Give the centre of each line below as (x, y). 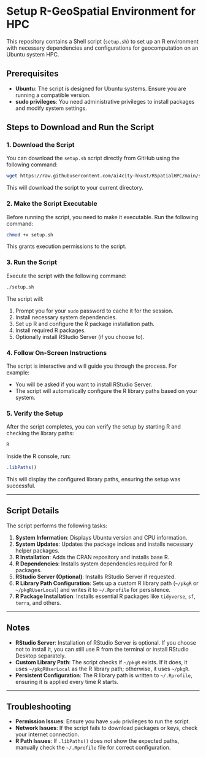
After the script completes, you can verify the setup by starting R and (93, 427)
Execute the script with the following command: (67, 276)
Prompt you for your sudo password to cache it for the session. (94, 311)
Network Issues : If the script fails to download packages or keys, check (106, 728)
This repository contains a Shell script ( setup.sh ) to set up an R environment (103, 41)
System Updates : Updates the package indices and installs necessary (104, 544)
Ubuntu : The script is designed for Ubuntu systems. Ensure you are (101, 88)
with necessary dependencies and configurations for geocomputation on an (102, 48)
